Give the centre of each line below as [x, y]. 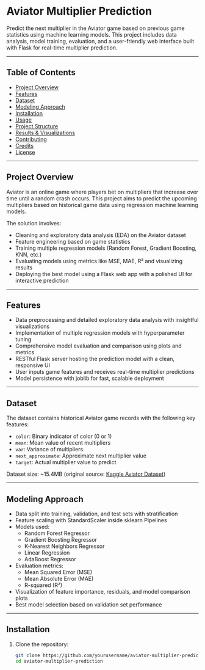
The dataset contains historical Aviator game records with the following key [101, 418]
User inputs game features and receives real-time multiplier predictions [105, 372]
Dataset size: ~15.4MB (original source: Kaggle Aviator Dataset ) [86, 474]
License [25, 152]
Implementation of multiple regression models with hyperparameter [100, 333]
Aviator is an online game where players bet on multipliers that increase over [103, 192]
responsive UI [33, 365]
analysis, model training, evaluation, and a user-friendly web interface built [100, 41]
